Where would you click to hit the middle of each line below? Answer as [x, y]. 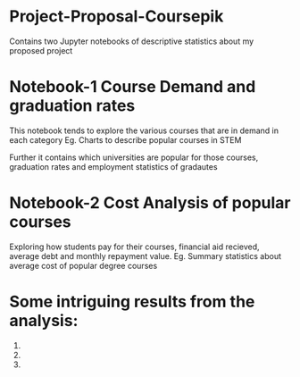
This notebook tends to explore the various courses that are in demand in [144, 130]
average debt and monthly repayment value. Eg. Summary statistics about [146, 256]
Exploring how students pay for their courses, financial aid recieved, [135, 247]
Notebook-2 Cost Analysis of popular [150, 203]
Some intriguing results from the [132, 302]
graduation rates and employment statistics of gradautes [113, 166]
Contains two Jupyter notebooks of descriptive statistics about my [132, 41]
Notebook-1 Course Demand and [133, 87]
